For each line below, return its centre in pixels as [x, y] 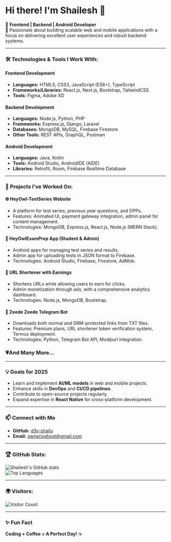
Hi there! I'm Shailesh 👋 [55, 10]
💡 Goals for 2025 [27, 372]
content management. [36, 221]
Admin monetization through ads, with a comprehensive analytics [81, 289]
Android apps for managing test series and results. [66, 250]
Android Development [29, 146]
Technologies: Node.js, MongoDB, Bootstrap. [60, 300]
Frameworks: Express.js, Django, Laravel [56, 124]
